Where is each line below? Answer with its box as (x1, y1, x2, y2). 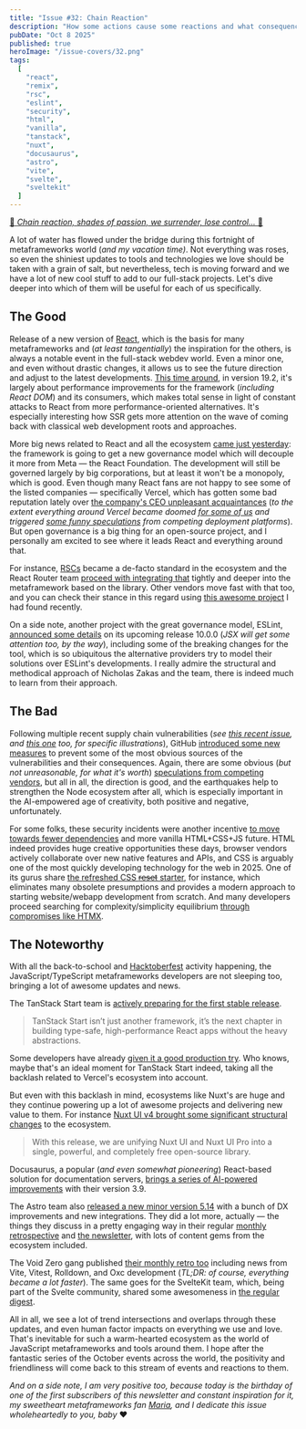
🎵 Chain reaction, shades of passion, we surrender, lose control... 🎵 (9, 216, 264, 227)
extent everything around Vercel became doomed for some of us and (9, 506, 270, 516)
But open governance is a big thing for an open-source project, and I (9, 526, 267, 537)
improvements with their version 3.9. (9, 1184, 147, 1194)
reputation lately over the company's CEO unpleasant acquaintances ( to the (9, 496, 294, 507)
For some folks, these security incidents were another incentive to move (9, 823, 280, 834)
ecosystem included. (9, 1240, 88, 1251)
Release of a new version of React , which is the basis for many (9, 333, 245, 344)
